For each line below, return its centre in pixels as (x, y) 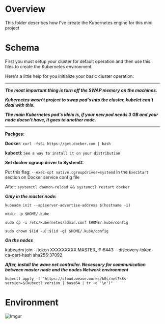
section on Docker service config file (42, 177)
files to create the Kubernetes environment (48, 66)
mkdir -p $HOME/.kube (27, 214)
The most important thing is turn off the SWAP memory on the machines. (81, 90)
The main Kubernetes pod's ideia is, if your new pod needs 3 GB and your (82, 115)
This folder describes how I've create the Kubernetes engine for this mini (79, 23)
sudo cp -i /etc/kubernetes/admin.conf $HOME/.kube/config (67, 222)
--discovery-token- (134, 250)
